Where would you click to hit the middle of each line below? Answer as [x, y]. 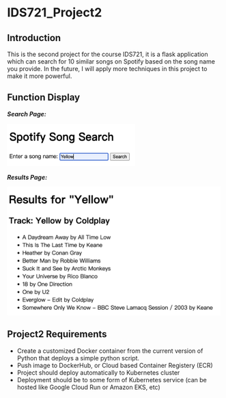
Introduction [34, 38]
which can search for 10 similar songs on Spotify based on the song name [111, 62]
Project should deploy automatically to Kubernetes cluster [98, 372]
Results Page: [27, 177]
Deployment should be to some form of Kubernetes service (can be [112, 380]
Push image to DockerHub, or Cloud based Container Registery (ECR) [115, 365]
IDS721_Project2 [55, 13]
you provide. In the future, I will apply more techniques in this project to [107, 69]
